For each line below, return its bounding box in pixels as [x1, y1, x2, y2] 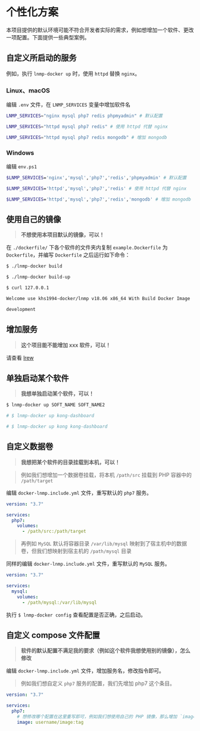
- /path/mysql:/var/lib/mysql [21, 599, 97, 606]
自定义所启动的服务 [6, 53, 77, 63]
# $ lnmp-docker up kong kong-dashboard [6, 424, 108, 430]
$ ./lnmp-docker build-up [6, 274, 70, 280]
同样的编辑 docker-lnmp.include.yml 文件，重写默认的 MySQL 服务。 [6, 560, 171, 567]
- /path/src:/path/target [21, 529, 86, 535]
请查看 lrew [6, 354, 34, 361]
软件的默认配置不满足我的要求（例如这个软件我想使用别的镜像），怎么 [20, 647, 190, 654]
